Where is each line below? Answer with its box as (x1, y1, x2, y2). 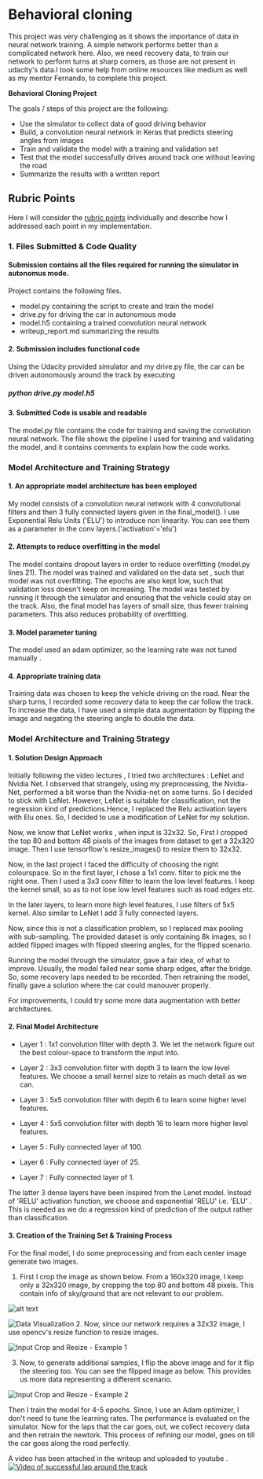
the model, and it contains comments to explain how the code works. (8, 442, 232, 451)
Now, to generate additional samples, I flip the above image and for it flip (19, 1358, 254, 1367)
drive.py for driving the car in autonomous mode (19, 309, 177, 319)
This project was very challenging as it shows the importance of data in (8, 31, 239, 41)
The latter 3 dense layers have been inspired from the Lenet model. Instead (8, 1187, 252, 1197)
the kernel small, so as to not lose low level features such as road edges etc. (8, 885, 255, 894)
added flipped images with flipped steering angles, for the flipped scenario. (8, 940, 252, 949)
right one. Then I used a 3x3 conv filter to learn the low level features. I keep (8, 876, 255, 885)
